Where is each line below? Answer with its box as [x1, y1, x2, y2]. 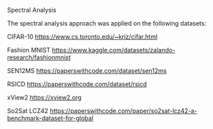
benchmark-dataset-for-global [7, 114, 94, 122]
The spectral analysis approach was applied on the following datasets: [7, 19, 207, 27]
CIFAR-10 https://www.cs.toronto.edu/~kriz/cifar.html [7, 32, 158, 41]
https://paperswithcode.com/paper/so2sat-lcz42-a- [49, 107, 198, 115]
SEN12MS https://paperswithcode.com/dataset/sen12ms [7, 67, 167, 75]
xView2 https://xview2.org [7, 93, 82, 101]
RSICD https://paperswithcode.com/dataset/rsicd [7, 80, 147, 88]
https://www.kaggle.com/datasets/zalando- [52, 46, 176, 54]
